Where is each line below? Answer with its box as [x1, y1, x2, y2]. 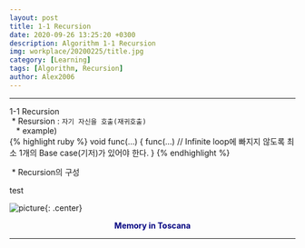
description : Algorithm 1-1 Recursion [9, 38, 156, 48]
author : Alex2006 [9, 73, 75, 82]
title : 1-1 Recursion [9, 22, 92, 31]
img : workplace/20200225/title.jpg [9, 47, 144, 56]
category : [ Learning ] [9, 55, 92, 64]
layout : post [9, 13, 59, 23]
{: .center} [44, 202, 84, 213]
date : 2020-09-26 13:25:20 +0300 [9, 30, 136, 39]
